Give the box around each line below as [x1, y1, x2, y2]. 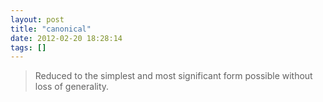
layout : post [10, 14, 65, 25]
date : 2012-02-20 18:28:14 [10, 33, 123, 43]
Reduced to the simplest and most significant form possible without [34, 70, 313, 82]
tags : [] [10, 42, 47, 53]
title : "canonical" [10, 24, 92, 34]
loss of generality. [34, 81, 110, 93]
